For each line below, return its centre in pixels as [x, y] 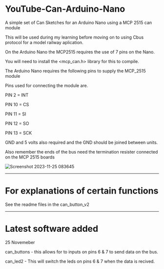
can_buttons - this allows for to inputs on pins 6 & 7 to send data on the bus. [82, 252]
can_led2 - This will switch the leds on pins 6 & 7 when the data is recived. [80, 261]
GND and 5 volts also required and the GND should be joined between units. [82, 142]
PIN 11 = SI [16, 114]
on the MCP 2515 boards [30, 157]
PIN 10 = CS [17, 104]
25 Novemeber [20, 242]
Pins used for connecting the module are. [47, 85]
